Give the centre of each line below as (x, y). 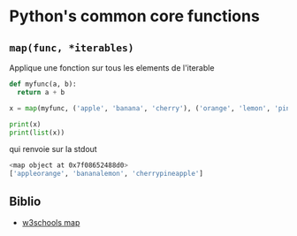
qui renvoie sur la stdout (53, 149)
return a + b (41, 92)
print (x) (25, 124)
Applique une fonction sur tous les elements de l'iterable (112, 68)
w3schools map (51, 222)
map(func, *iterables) (72, 48)
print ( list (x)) (37, 133)
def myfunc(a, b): (43, 84)
